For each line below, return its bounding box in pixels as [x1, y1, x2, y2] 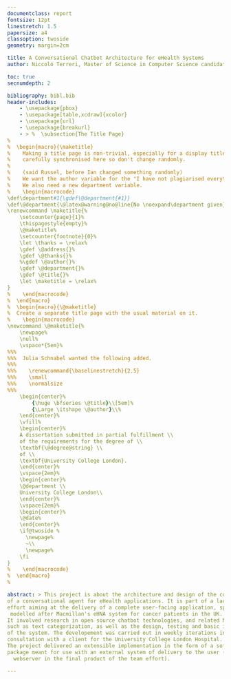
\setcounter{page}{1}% [19, 214, 85, 221]
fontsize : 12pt [7, 17, 51, 23]
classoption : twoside [7, 36, 69, 43]
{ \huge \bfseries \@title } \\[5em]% [32, 399, 134, 406]
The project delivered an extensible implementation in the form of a [7, 643, 214, 649]
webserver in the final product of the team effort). [13, 655, 170, 662]
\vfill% [19, 419, 41, 426]
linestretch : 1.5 [7, 23, 57, 30]
